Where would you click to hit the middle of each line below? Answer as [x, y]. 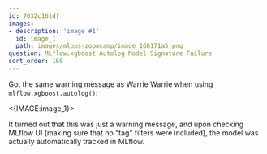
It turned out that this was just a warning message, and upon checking [126, 124]
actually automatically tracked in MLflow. [77, 141]
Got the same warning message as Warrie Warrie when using [111, 84]
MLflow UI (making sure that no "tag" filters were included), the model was [133, 133]
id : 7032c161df [34, 16]
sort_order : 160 [36, 62]
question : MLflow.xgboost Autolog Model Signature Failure [110, 53]
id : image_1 [36, 38]
